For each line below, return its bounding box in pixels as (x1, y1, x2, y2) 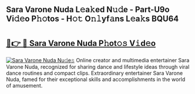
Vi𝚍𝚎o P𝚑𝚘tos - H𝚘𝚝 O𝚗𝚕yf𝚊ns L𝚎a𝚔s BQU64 (6, 14, 179, 24)
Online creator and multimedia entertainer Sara (76, 57, 190, 63)
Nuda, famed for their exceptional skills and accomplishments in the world (6, 76, 186, 83)
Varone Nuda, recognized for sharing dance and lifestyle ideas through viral (6, 63, 190, 70)
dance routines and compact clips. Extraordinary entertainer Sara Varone (6, 70, 183, 76)
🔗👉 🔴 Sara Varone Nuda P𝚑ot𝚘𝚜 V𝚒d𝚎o (6, 38, 156, 48)
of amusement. (6, 82, 43, 89)
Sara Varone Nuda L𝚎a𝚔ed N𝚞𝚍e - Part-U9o (6, 5, 170, 15)
